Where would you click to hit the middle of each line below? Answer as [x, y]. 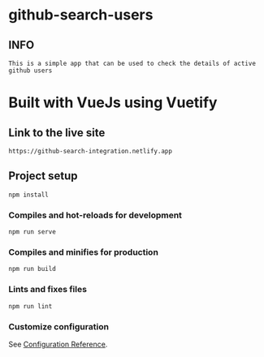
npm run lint [30, 306]
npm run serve [32, 232]
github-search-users [81, 15]
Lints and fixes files [48, 290]
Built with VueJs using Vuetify [113, 103]
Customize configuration [59, 326]
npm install [28, 195]
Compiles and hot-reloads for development [95, 215]
